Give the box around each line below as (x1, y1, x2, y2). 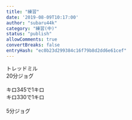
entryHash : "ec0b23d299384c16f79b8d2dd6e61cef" (6, 48, 127, 54)
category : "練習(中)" (6, 25, 57, 32)
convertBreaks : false (6, 42, 60, 48)
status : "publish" (6, 31, 52, 37)
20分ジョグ (6, 72, 34, 79)
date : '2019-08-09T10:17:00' (6, 14, 79, 20)
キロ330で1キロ (6, 93, 45, 100)
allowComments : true (6, 36, 58, 42)
